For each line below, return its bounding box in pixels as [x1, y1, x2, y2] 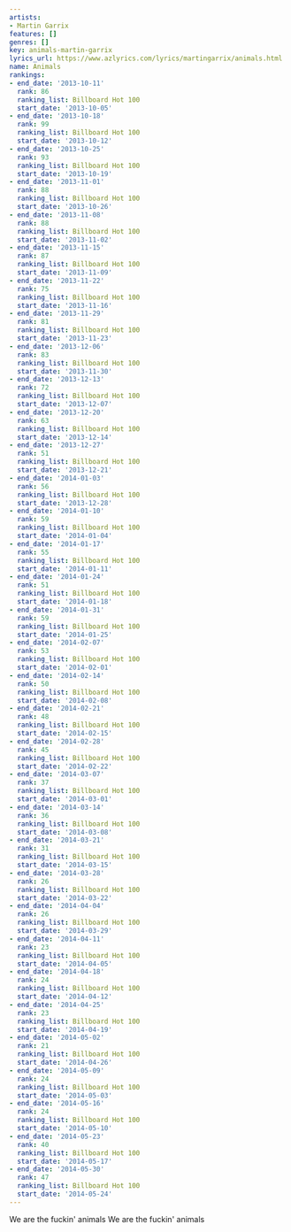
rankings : [9, 71, 46, 80]
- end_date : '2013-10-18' [9, 112, 104, 120]
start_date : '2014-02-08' [17, 696, 113, 705]
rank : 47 [17, 1174, 50, 1182]
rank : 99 [17, 120, 50, 129]
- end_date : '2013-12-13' [9, 375, 104, 384]
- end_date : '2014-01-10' [9, 506, 104, 516]
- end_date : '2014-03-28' [9, 868, 104, 877]
